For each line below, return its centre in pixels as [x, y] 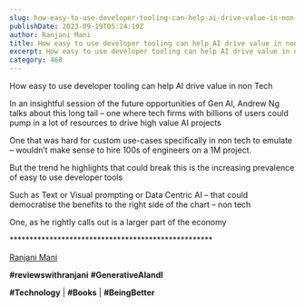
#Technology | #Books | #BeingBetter [82, 292]
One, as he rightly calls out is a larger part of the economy [118, 222]
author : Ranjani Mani [50, 35]
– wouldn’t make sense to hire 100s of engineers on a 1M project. [131, 150]
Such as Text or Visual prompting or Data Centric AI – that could [129, 195]
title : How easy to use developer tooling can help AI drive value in [146, 43]
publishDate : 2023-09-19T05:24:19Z [77, 26]
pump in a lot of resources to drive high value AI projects [116, 123]
